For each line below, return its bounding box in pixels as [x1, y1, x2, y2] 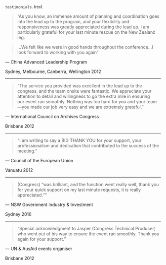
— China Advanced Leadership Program [5, 59, 87, 65]
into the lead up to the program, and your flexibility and [17, 19, 129, 24]
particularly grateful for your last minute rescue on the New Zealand [17, 29, 156, 35]
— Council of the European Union [5, 158, 74, 163]
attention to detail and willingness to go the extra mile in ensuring [17, 93, 150, 99]
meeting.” [17, 148, 37, 154]
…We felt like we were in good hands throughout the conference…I [17, 44, 153, 50]
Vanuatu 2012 [5, 167, 33, 173]
